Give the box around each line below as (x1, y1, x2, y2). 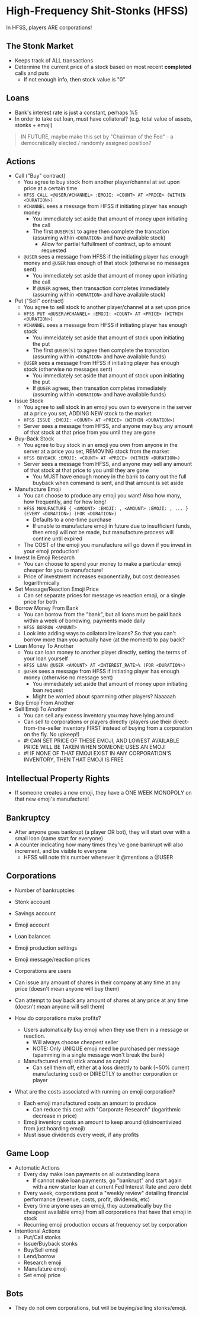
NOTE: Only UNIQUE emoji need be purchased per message (32, 1045, 179, 1052)
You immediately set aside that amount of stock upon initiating (32, 372, 185, 379)
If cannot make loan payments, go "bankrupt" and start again (32, 1177, 182, 1184)
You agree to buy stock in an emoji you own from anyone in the (23, 442, 178, 449)
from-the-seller (23, 724, 62, 732)
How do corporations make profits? (14, 1014, 101, 1022)
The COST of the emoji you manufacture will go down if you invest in (23, 541, 191, 549)
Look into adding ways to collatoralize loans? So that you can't (23, 630, 176, 637)
